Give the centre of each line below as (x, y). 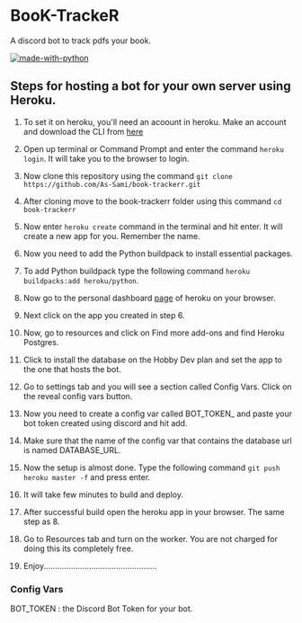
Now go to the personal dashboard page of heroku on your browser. (150, 298)
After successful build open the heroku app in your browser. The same (154, 512)
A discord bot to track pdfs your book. (81, 40)
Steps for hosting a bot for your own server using (151, 86)
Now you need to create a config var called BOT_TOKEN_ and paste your (158, 414)
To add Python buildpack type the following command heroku (137, 271)
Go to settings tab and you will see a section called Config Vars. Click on (157, 387)
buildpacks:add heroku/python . (81, 280)
